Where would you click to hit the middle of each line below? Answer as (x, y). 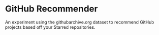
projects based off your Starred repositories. (50, 27)
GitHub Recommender (51, 9)
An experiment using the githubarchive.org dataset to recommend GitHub (79, 22)
